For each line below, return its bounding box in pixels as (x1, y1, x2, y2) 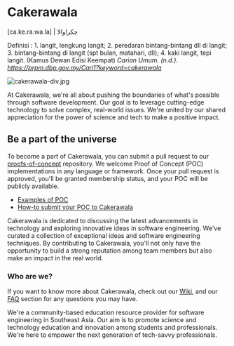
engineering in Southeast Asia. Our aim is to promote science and (7, 316, 197, 324)
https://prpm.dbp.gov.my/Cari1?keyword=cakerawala (7, 63, 162, 72)
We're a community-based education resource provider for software (7, 308, 205, 317)
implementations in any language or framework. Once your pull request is (7, 166, 219, 175)
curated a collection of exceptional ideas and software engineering (7, 231, 200, 239)
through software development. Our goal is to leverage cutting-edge (7, 98, 205, 106)
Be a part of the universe (7, 133, 117, 145)
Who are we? (7, 271, 53, 281)
